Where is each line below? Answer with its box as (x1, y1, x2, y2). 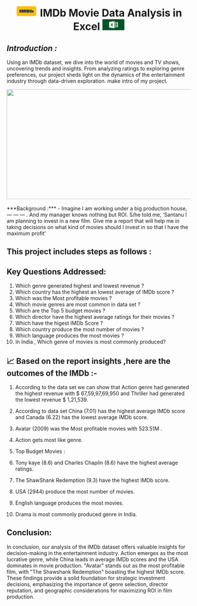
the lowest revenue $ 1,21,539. (15, 396, 88, 403)
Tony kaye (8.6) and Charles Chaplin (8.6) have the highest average (15, 459, 178, 467)
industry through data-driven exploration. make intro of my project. (6, 77, 168, 84)
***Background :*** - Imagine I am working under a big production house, (6, 205, 188, 212)
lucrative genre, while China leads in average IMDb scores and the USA (6, 556, 179, 563)
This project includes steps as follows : (6, 247, 152, 257)
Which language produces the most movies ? (15, 332, 125, 339)
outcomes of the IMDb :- (6, 368, 98, 378)
